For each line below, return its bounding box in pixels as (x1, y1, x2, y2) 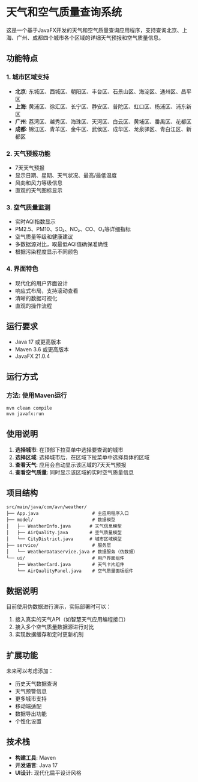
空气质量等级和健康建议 (14, 233, 73, 241)
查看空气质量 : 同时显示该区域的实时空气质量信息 (14, 469, 134, 476)
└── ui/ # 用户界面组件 (6, 555, 125, 561)
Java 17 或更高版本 (14, 338, 62, 346)
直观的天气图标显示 (14, 186, 63, 194)
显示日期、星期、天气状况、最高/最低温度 (14, 171, 117, 179)
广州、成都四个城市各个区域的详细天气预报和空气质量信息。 (16, 34, 164, 41)
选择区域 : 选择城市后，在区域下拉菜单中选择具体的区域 (14, 454, 150, 461)
